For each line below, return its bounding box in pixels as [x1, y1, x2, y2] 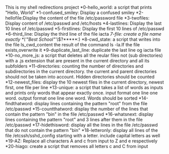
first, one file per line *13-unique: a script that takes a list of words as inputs [5, 85, 163, 90]
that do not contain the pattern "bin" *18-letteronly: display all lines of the [5, 127, 158, 133]
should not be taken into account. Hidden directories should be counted [5, 74, 155, 80]
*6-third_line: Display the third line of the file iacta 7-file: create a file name [5, 31, 161, 37]
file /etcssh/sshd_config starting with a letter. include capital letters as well [5, 133, 160, 138]
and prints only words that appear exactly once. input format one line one [5, 90, 158, 96]
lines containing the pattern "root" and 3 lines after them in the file [5, 117, 143, 122]
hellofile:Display [5, 15, 39, 21]
